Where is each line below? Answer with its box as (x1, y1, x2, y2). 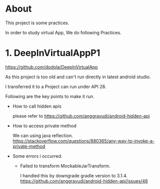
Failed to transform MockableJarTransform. (20, 163, 111, 169)
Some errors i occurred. (12, 153, 63, 159)
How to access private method (12, 122, 77, 129)
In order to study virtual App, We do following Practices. (5, 29, 122, 35)
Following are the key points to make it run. (5, 93, 95, 99)
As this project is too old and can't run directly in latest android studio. (5, 74, 151, 80)
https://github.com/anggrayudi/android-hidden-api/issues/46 (20, 178, 148, 184)
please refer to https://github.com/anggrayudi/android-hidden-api (12, 113, 150, 119)
